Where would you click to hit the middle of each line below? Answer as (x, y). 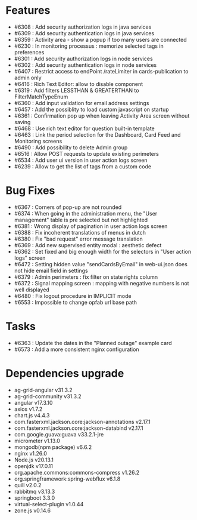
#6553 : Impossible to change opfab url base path (76, 302)
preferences (29, 52)
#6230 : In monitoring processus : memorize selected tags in (89, 46)
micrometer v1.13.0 (37, 441)
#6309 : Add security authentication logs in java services (84, 33)
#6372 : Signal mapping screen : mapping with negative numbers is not (101, 283)
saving (22, 122)
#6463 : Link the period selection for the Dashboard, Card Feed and (97, 134)
